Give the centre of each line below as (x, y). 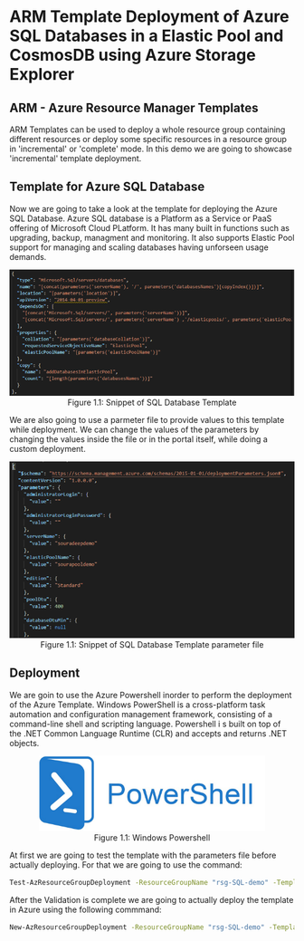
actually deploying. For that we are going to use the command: (126, 865)
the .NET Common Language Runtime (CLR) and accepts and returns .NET (148, 733)
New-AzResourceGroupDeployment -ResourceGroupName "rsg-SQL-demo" (137, 927)
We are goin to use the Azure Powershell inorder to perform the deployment (151, 695)
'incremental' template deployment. (76, 158)
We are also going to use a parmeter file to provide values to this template (147, 420)
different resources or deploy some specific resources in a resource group (148, 139)
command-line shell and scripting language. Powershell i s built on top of (145, 724)
